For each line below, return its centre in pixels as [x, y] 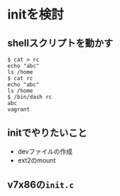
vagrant [19, 109]
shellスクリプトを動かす [60, 43]
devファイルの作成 [45, 151]
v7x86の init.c [41, 185]
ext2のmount [37, 160]
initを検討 [36, 15]
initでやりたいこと [47, 133]
